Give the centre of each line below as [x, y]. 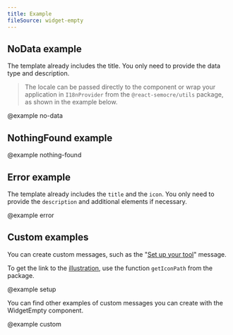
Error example [39, 177]
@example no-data [35, 116]
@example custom [34, 324]
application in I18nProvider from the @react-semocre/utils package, [124, 95]
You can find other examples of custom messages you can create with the [115, 303]
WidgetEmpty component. [45, 310]
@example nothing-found [44, 155]
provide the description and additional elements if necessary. [97, 201]
